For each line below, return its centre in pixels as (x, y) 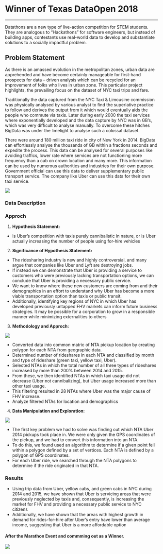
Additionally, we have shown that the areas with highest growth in (78, 515)
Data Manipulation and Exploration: (48, 411)
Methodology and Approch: (41, 326)
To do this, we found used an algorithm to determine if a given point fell (83, 445)
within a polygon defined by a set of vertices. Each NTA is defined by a (83, 450)
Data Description (25, 203)
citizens (20, 509)
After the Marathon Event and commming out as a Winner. (65, 536)
